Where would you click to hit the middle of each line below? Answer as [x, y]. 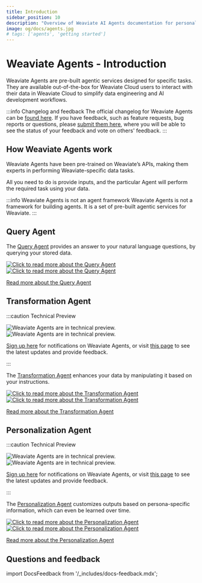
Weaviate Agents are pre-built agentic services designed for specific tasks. [99, 81]
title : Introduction [32, 12]
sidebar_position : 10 [33, 17]
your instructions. [28, 381]
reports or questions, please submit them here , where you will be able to [96, 125]
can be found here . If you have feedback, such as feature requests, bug [95, 118]
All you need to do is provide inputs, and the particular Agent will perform [97, 182]
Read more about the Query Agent [49, 282]
